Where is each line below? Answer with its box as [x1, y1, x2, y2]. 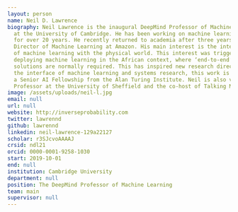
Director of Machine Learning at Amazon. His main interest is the [13, 43, 217, 50]
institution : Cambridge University [7, 167, 113, 175]
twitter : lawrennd [7, 115, 62, 122]
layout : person [7, 10, 52, 18]
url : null [7, 102, 37, 110]
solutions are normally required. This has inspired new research [13, 63, 214, 70]
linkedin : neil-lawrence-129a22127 [7, 129, 113, 136]
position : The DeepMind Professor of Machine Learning [7, 181, 173, 188]
